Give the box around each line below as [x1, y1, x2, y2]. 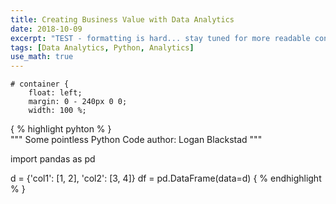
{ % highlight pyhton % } [10, 123, 112, 135]
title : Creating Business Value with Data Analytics [10, 14, 235, 25]
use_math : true [10, 52, 74, 62]
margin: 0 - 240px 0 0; [28, 97, 128, 107]
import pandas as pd [10, 153, 96, 165]
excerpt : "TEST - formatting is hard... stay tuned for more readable [10, 33, 311, 43]
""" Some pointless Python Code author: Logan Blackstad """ [10, 134, 263, 146]
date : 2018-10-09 [10, 24, 83, 34]
